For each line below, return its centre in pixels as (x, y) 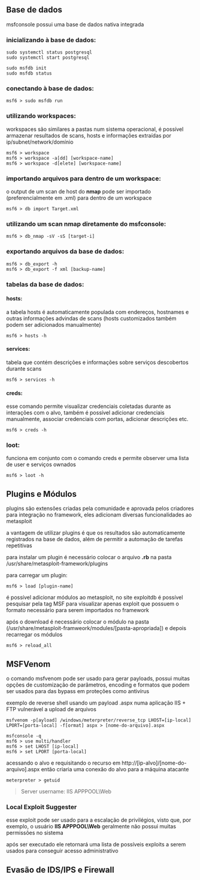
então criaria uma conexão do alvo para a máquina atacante (115, 769)
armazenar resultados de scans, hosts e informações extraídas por (89, 135)
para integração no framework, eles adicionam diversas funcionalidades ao (99, 515)
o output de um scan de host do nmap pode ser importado (79, 191)
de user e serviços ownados (41, 464)
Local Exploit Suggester (42, 807)
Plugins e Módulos (41, 494)
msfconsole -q (24, 736)
